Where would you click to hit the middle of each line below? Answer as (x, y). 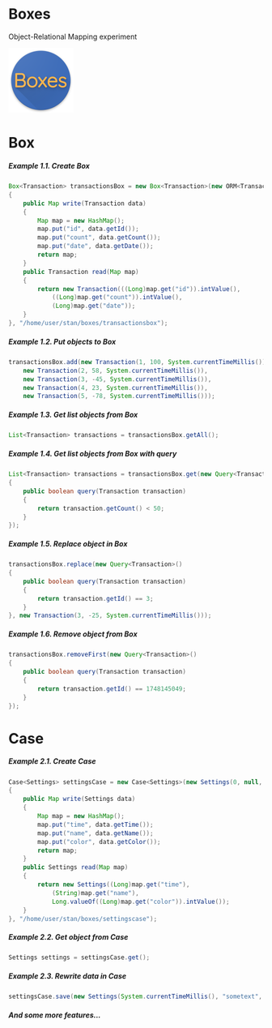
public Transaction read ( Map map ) (81, 272)
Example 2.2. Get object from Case (68, 937)
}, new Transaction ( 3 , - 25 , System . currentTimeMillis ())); (110, 616)
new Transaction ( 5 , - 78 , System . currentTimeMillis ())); (119, 396)
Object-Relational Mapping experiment (73, 36)
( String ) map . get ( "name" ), (95, 893)
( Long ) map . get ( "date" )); (93, 306)
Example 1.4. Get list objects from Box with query (93, 453)
